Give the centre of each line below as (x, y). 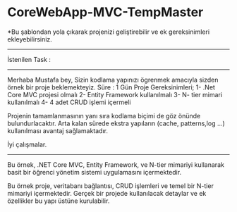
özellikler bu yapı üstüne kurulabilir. (59, 201)
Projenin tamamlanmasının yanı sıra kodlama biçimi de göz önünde (104, 116)
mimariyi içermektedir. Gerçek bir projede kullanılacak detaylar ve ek (107, 193)
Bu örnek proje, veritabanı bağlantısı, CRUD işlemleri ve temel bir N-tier (110, 186)
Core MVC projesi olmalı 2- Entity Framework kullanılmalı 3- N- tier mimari (115, 94)
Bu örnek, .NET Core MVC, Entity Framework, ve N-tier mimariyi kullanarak (116, 164)
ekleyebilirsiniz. (30, 39)
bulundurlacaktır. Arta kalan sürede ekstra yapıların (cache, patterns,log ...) (116, 123)
